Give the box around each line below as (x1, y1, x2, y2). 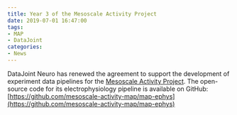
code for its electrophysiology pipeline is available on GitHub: (29, 84, 209, 93)
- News (7, 50, 27, 57)
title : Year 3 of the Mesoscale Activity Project (7, 10, 158, 18)
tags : (7, 23, 23, 31)
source (7, 84, 28, 93)
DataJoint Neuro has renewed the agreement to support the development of (7, 69, 230, 78)
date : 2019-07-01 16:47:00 (7, 17, 87, 24)
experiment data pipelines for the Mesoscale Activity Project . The (7, 77, 199, 85)
